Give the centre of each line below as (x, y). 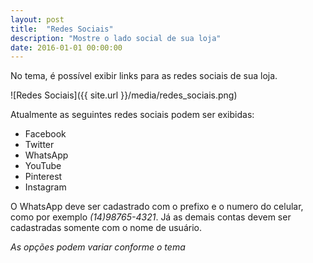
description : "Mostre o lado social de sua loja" (116, 38)
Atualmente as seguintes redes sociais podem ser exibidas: (132, 115)
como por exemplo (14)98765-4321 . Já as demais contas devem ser (151, 217)
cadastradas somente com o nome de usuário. (106, 228)
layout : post (37, 19)
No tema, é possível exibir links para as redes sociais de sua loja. (144, 76)
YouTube (43, 166)
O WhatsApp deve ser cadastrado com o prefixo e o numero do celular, (157, 207)
